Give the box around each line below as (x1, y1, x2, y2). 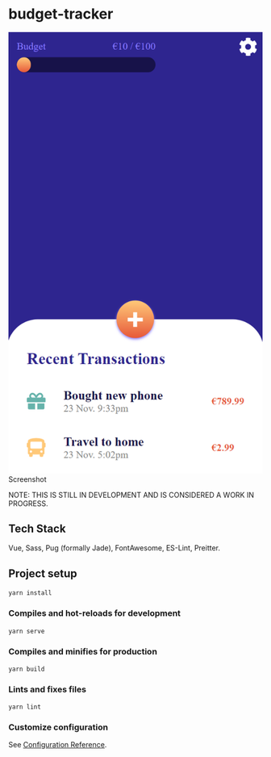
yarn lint (8, 703, 42, 711)
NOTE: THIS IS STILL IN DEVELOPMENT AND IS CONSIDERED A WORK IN (8, 490, 255, 500)
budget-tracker (8, 5, 114, 23)
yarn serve (8, 627, 45, 635)
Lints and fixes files (8, 684, 87, 695)
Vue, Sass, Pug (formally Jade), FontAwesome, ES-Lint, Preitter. (8, 543, 220, 553)
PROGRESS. (8, 498, 48, 508)
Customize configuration (8, 721, 109, 733)
